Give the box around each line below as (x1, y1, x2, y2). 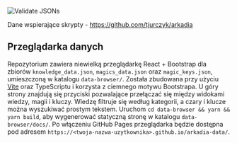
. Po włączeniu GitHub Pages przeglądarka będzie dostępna (48, 120, 224, 128)
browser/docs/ (7, 121, 50, 128)
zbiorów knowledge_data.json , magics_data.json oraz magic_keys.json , (7, 67, 213, 76)
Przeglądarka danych (7, 41, 104, 53)
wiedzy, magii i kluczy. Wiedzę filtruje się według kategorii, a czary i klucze (7, 97, 226, 105)
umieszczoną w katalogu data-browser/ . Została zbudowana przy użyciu (7, 74, 219, 83)
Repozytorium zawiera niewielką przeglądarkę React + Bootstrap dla (7, 59, 207, 68)
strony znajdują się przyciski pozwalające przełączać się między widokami (7, 89, 225, 98)
